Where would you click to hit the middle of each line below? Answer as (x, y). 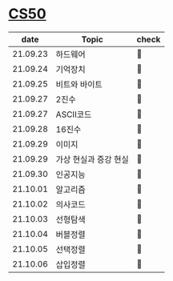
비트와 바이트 (79, 84)
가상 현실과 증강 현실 (93, 159)
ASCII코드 (74, 114)
